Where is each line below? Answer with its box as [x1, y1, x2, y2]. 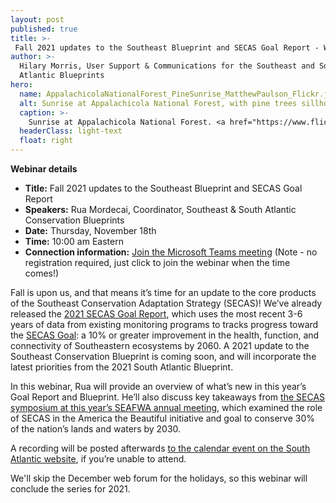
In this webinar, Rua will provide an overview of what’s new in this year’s [10, 381, 307, 392]
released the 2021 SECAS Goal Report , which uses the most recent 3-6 [10, 308, 303, 320]
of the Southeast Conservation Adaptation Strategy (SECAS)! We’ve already [10, 297, 323, 309]
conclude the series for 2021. [10, 483, 131, 495]
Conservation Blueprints [24, 214, 125, 226]
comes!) [24, 267, 60, 279]
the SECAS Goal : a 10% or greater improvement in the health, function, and [10, 329, 320, 341]
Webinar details [10, 163, 78, 175]
